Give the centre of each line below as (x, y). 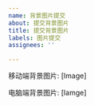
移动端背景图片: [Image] (47, 76)
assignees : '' (32, 45)
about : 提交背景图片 (39, 23)
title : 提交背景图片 (39, 30)
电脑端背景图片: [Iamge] (47, 93)
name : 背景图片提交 (37, 16)
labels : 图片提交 (35, 38)
